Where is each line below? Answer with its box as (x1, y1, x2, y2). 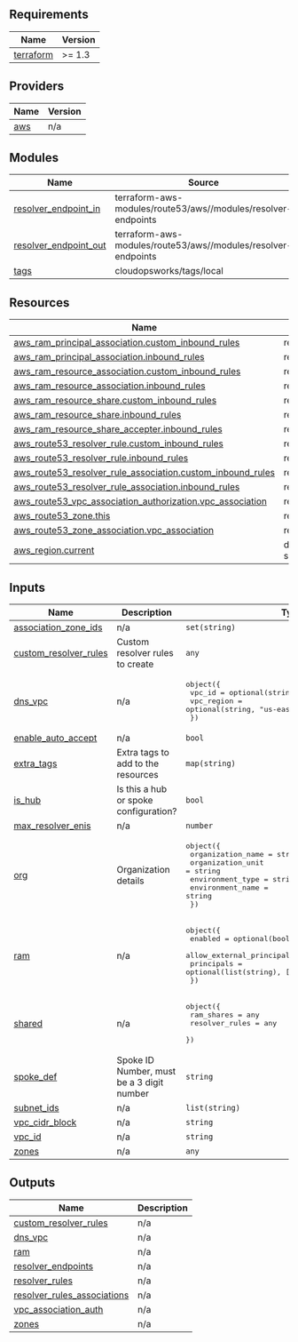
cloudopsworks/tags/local (114, 265, 223, 277)
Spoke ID (116, 1054, 155, 1066)
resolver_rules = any (190, 1018, 278, 1028)
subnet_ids (13, 1102, 59, 1114)
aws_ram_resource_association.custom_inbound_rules (13, 365, 241, 378)
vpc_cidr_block (13, 1116, 77, 1129)
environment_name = (190, 883, 269, 892)
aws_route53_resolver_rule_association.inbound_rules (13, 481, 240, 493)
